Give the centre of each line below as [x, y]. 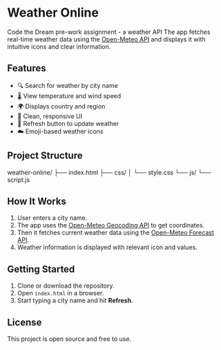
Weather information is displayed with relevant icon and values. [107, 248]
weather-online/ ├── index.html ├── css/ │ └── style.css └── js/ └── [109, 172]
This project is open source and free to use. [69, 339]
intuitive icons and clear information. [59, 46]
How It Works [37, 201]
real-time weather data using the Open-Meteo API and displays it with [106, 39]
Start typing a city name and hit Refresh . [75, 301]
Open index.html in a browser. [60, 293]
